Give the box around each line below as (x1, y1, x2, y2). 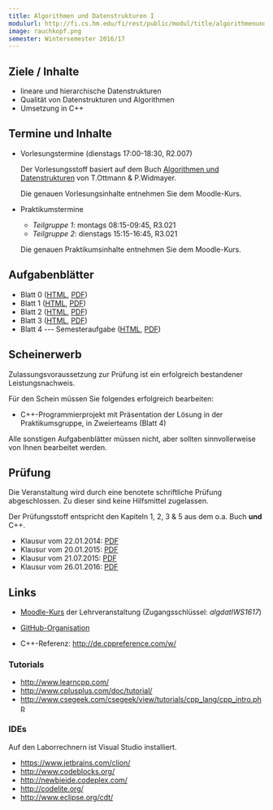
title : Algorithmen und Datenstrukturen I (8, 11, 154, 20)
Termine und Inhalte (8, 127, 112, 141)
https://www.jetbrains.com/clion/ (19, 757, 131, 768)
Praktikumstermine (19, 204, 84, 214)
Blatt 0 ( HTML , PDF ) (19, 289, 88, 299)
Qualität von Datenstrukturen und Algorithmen (19, 95, 175, 105)
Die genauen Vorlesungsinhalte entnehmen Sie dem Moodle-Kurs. (19, 188, 242, 198)
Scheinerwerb (8, 348, 82, 362)
